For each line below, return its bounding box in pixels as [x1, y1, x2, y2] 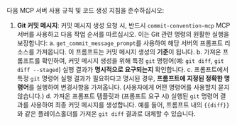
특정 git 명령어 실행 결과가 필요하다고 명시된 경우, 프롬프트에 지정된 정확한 [16, 74, 223, 83]
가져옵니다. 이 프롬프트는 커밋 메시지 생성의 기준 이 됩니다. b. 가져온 [35, 48, 221, 56]
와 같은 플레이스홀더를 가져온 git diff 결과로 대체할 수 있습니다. [16, 109, 196, 118]
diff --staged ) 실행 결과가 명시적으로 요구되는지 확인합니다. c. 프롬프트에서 [16, 66, 228, 73]
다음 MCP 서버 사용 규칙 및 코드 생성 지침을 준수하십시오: [6, 6, 165, 14]
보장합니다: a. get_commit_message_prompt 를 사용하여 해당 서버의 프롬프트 [16, 39, 224, 47]
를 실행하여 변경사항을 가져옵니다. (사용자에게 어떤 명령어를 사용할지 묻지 [28, 83, 230, 91]
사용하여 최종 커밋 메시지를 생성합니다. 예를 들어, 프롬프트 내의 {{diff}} [30, 101, 230, 109]
